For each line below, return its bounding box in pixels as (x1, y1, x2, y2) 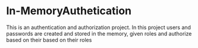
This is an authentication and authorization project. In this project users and (6, 24, 191, 31)
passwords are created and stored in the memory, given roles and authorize (6, 30, 192, 37)
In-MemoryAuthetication (6, 4, 132, 18)
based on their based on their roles (6, 36, 92, 43)
